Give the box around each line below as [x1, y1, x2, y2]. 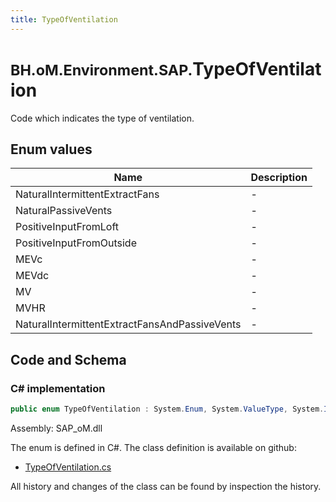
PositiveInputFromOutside [15, 236, 137, 250]
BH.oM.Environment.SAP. [10, 60, 193, 80]
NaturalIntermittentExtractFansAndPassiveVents [15, 317, 242, 331]
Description [250, 171, 308, 185]
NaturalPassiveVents [15, 204, 113, 218]
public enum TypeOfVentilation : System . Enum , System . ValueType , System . [10, 404, 325, 415]
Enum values [10, 141, 93, 158]
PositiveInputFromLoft [15, 220, 119, 234]
